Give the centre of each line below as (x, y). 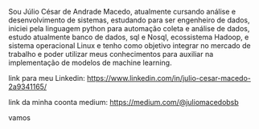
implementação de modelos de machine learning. (90, 62)
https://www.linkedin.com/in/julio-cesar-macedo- (169, 78)
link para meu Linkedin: (47, 78)
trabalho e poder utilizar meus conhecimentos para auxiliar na (111, 54)
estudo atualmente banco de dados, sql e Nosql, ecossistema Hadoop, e (129, 37)
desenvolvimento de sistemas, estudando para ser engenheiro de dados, (129, 20)
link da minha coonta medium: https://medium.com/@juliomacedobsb (123, 102)
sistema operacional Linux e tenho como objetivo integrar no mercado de (129, 46)
